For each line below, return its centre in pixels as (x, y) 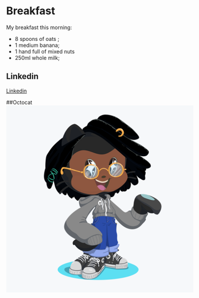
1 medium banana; (37, 45)
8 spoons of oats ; (37, 39)
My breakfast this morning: (39, 27)
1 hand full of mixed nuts (45, 51)
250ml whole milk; (37, 58)
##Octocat (19, 102)
